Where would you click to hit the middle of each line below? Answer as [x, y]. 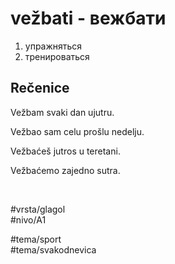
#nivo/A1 [28, 219]
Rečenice [40, 88]
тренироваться [57, 56]
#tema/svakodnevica [53, 249]
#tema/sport [36, 239]
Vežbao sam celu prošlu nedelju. [77, 131]
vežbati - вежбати [88, 18]
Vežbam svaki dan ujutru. [62, 112]
